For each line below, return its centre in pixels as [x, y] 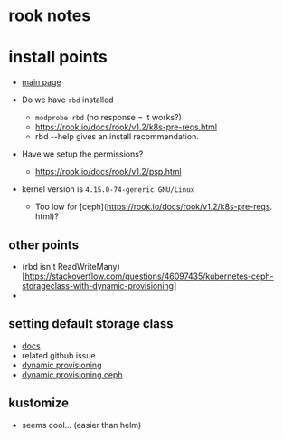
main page [41, 82]
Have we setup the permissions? [82, 154]
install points [58, 57]
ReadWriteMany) [89, 266]
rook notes [50, 16]
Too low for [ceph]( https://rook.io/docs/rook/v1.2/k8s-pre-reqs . [154, 207]
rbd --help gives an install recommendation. [117, 137]
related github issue [58, 355]
